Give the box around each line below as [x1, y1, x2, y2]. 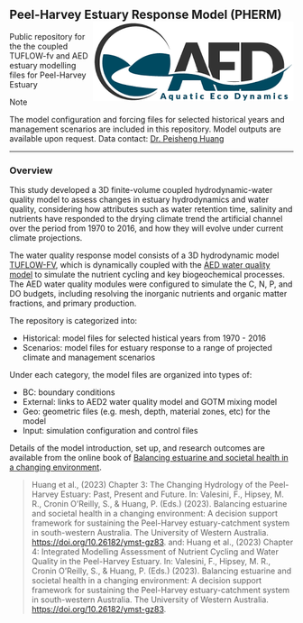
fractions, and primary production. [9, 298, 137, 309]
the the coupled [9, 41, 69, 51]
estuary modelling [9, 60, 77, 70]
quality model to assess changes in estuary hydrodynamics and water [9, 194, 269, 206]
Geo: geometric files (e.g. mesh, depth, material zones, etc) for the [22, 406, 271, 417]
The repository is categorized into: [9, 316, 138, 326]
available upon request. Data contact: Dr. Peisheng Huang [9, 133, 225, 143]
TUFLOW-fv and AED [9, 50, 88, 61]
